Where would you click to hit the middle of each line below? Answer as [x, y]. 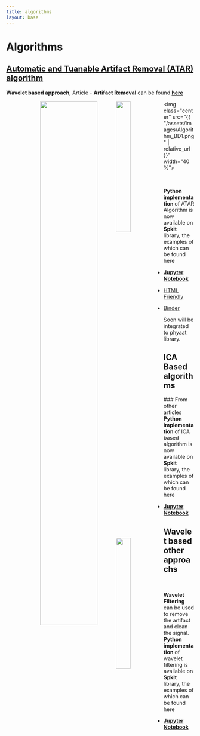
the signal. [176, 633]
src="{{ [181, 116]
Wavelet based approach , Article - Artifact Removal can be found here [95, 93]
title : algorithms [29, 12]
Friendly [173, 296]
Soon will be [179, 320]
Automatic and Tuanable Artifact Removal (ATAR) [100, 69]
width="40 [176, 161]
